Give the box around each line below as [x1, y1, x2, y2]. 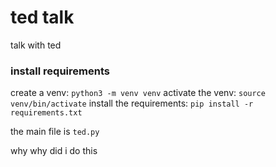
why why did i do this [10, 145, 98, 157]
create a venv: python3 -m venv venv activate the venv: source [10, 87, 266, 99]
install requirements [10, 64, 110, 78]
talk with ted [10, 39, 62, 51]
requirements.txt [10, 108, 83, 118]
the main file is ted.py [10, 126, 100, 138]
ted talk [10, 6, 75, 29]
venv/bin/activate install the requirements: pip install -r [10, 97, 254, 110]
